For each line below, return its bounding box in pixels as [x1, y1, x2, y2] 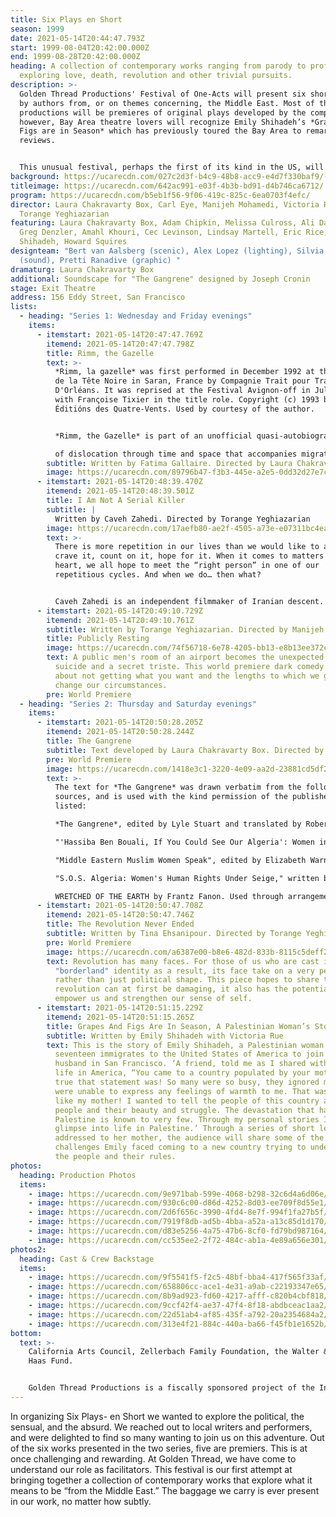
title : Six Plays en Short [10, 14, 123, 25]
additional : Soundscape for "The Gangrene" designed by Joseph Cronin [10, 274, 311, 284]
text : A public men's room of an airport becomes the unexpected [46, 652, 325, 663]
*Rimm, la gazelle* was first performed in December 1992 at [54, 367, 315, 377]
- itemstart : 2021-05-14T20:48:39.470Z [36, 477, 203, 487]
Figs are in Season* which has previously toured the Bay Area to [19, 126, 302, 136]
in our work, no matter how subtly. [10, 1495, 152, 1507]
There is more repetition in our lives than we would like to [54, 542, 320, 552]
